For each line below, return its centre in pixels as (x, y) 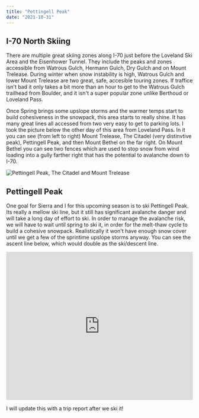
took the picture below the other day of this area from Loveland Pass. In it (96, 130)
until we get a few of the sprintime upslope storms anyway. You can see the (99, 237)
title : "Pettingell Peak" (38, 12)
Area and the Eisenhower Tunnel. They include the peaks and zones (89, 62)
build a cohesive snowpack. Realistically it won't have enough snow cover (96, 231)
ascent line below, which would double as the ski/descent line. (82, 244)
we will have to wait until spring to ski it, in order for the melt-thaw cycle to (97, 225)
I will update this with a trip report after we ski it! (65, 409)
